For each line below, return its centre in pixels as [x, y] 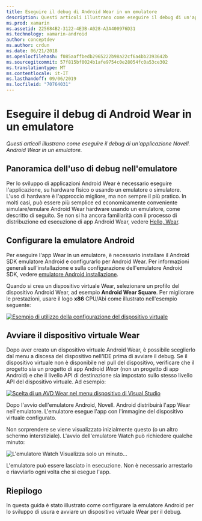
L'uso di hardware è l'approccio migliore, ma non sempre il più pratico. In [96, 196]
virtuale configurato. [32, 418]
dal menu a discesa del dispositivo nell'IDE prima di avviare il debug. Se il [97, 356]
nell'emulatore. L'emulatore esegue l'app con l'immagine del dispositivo [95, 412]
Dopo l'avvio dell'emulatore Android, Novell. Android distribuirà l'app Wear [98, 405]
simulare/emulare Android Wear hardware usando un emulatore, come [93, 209]
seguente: [19, 305]
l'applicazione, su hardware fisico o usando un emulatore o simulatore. [94, 189]
